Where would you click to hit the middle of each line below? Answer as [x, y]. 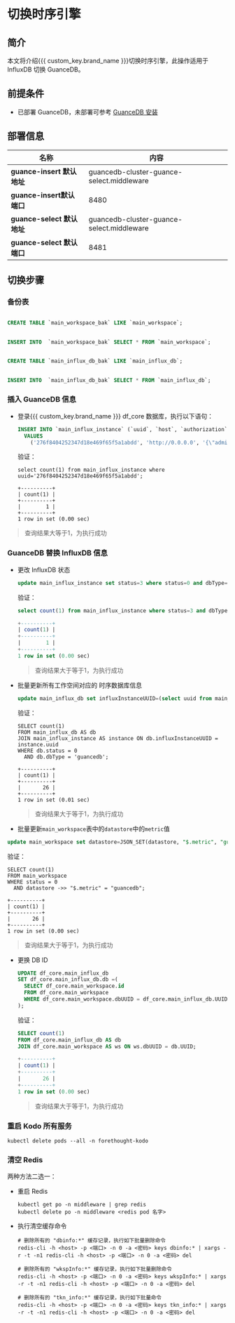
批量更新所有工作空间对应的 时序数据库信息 [79, 685]
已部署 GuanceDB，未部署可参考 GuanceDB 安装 [88, 112]
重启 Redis [33, 1192]
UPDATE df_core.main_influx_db [63, 973]
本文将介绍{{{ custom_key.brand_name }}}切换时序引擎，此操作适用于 [108, 61]
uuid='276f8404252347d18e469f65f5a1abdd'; [80, 476]
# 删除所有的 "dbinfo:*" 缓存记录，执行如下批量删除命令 [91, 1241]
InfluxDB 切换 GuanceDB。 [46, 70]
